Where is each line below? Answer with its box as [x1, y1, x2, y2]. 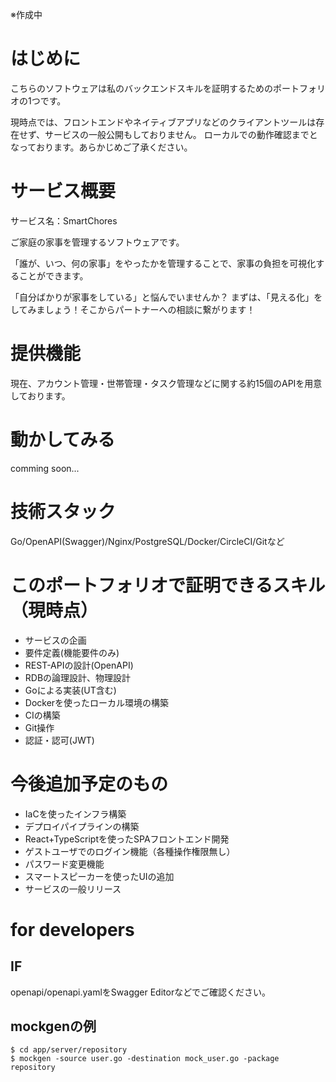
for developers [10, 918, 135, 941]
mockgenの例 [10, 1018, 97, 1035]
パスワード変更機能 [24, 858, 105, 870]
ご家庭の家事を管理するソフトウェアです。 [10, 236, 185, 248]
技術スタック [10, 500, 117, 523]
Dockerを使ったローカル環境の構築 [24, 696, 170, 708]
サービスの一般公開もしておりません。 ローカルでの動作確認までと [44, 128, 318, 140]
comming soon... [10, 462, 80, 474]
